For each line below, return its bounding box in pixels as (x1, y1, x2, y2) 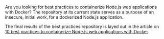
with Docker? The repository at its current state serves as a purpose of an (5, 9, 154, 15)
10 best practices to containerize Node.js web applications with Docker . (5, 29, 149, 34)
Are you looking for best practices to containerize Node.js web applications (5, 4, 157, 10)
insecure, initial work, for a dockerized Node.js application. (5, 14, 124, 20)
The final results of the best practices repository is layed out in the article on (5, 24, 159, 29)
